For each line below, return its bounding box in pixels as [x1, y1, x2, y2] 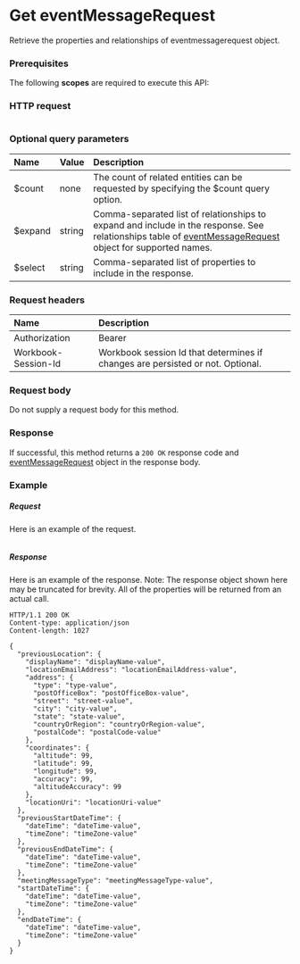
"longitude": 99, [32, 767, 98, 776]
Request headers [9, 294, 86, 306]
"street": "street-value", [32, 696, 134, 705]
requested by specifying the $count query [93, 182, 271, 195]
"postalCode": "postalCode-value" [32, 727, 162, 736]
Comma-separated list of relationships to [93, 207, 266, 220]
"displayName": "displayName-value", [25, 657, 166, 666]
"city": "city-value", [32, 704, 118, 713]
